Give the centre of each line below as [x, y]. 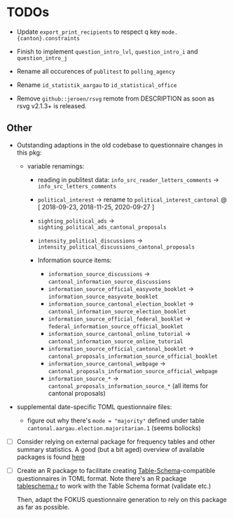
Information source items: [75, 260]
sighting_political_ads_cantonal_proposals [102, 227]
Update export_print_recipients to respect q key [88, 32]
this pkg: [29, 153]
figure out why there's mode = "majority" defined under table [116, 420]
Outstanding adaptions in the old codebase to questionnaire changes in [120, 145]
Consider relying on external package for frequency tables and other [116, 441]
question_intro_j [42, 58]
